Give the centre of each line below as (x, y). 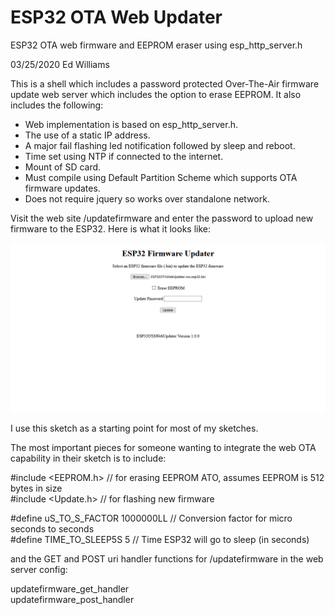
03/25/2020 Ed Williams (60, 64)
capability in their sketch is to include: (88, 458)
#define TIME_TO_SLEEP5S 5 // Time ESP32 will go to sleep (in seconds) (160, 539)
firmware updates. (62, 188)
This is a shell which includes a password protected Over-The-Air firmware (165, 83)
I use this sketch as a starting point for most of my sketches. (134, 428)
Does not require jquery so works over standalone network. (147, 198)
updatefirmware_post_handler (72, 599)
